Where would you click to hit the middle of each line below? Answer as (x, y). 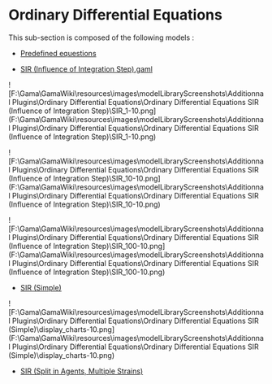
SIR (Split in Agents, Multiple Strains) (82, 371)
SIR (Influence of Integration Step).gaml (86, 69)
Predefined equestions (58, 53)
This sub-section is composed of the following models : (101, 37)
